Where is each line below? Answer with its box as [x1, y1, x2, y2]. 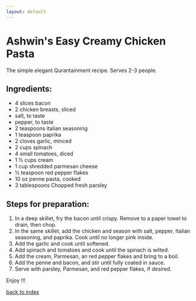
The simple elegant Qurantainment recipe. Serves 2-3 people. [6, 67, 157, 74]
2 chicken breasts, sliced [14, 106, 76, 113]
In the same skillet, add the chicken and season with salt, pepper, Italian [14, 227, 191, 235]
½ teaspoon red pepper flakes [14, 169, 89, 176]
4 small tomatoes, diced [14, 150, 74, 158]
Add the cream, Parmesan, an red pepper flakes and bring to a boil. [14, 253, 179, 260]
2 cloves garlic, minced [14, 137, 72, 145]
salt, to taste [14, 112, 46, 120]
